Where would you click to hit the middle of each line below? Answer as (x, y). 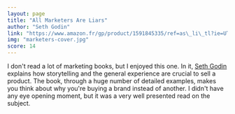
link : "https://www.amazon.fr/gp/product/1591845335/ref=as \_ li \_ (106, 33)
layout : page (26, 14)
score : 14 (22, 46)
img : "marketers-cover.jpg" (48, 40)
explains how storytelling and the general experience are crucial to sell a (112, 73)
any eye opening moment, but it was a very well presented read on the (109, 96)
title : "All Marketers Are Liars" (58, 20)
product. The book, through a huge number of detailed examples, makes (112, 81)
